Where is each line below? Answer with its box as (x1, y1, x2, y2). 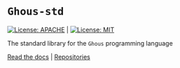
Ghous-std (7, 5, 64, 18)
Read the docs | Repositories (7, 53, 91, 61)
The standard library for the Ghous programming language (7, 39, 173, 47)
